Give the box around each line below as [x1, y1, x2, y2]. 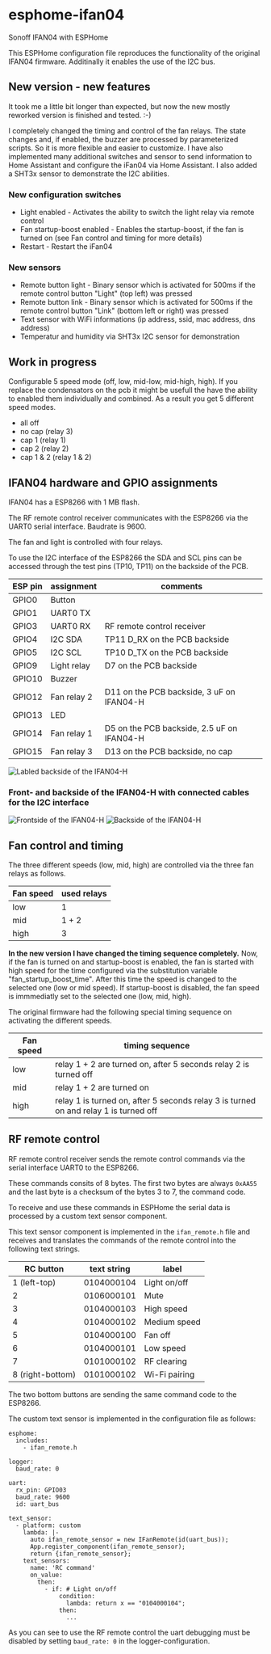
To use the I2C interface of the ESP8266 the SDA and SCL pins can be [8, 552, 242, 563]
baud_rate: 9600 [15, 1493, 70, 1501]
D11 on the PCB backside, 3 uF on [104, 686, 236, 697]
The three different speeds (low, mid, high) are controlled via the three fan [8, 860, 254, 870]
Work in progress [8, 355, 97, 369]
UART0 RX [50, 620, 91, 631]
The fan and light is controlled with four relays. [8, 537, 163, 546]
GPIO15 [12, 745, 43, 757]
